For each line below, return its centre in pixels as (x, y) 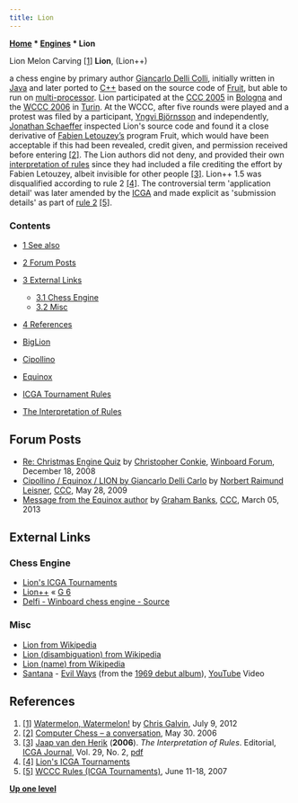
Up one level (33, 789)
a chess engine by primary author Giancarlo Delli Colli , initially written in (142, 78)
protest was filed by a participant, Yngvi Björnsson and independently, (139, 116)
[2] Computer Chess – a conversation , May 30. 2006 (119, 733)
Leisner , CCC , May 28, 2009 (74, 490)
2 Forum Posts (49, 263)
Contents (30, 226)
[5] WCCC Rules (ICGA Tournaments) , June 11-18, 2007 (124, 771)
